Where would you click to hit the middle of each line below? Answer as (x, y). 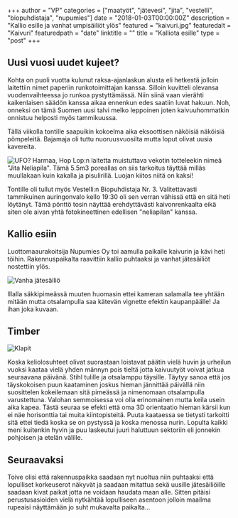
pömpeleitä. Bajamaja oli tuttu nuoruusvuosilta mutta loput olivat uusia (110, 139)
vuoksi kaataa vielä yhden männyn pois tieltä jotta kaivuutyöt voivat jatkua (116, 369)
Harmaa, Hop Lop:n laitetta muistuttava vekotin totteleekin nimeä (127, 160)
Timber (24, 331)
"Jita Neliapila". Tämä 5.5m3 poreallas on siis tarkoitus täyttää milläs (107, 168)
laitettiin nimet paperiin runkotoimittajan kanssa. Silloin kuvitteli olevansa (113, 87)
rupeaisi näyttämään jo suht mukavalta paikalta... (79, 507)
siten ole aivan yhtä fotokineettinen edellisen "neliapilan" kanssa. (102, 212)
